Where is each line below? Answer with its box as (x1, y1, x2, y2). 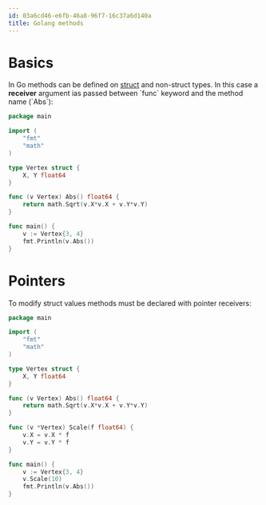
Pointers (8, 271, 66, 290)
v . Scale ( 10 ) (22, 475, 62, 483)
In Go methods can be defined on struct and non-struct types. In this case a (8, 80, 258, 90)
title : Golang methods (8, 19, 84, 27)
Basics (8, 54, 54, 72)
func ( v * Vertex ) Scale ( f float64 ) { (8, 423, 134, 432)
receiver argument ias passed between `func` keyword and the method (8, 89, 244, 98)
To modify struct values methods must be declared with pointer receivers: (8, 298, 252, 308)
